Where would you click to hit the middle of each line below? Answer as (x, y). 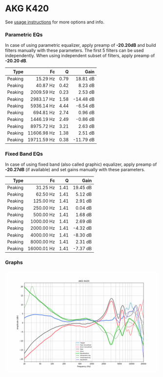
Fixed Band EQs (24, 154)
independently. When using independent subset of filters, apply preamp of (80, 56)
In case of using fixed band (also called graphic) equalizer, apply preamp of (81, 164)
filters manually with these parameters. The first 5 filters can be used (74, 50)
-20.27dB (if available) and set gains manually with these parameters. (75, 170)
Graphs (14, 262)
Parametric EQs (24, 35)
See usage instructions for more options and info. (55, 22)
